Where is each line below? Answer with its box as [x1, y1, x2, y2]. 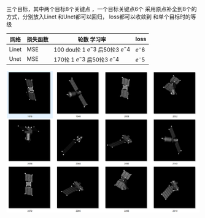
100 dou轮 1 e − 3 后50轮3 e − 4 [53, 45, 131, 53]
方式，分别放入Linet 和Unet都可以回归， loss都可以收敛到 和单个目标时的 [6, 13, 191, 20]
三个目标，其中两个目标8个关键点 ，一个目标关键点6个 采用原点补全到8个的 [6, 6, 197, 12]
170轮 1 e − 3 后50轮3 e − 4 [53, 55, 120, 63]
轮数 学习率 [77, 36, 106, 43]
